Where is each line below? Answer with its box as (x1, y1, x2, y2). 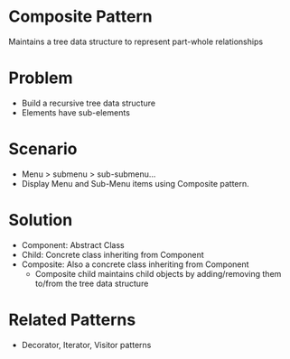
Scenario (8, 139, 78, 160)
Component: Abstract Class (21, 239, 126, 250)
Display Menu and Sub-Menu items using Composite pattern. (21, 178, 249, 189)
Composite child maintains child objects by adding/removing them (34, 268, 282, 279)
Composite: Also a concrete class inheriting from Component (21, 259, 249, 270)
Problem (8, 68, 73, 88)
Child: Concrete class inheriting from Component (21, 249, 204, 260)
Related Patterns (8, 309, 136, 330)
